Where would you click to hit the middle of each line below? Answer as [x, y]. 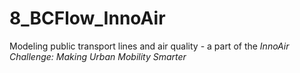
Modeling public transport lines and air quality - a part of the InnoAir [149, 46]
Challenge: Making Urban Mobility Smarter [98, 56]
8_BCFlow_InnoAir [87, 18]
